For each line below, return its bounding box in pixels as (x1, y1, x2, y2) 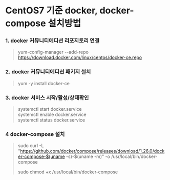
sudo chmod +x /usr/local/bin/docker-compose (17, 169, 118, 175)
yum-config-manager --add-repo (17, 49, 89, 55)
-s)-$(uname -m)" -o (66, 153, 110, 159)
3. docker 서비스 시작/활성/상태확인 (5, 94, 89, 101)
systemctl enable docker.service (17, 111, 87, 118)
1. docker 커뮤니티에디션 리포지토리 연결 (5, 37, 100, 44)
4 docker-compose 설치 (5, 131, 65, 137)
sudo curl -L (17, 143, 44, 149)
